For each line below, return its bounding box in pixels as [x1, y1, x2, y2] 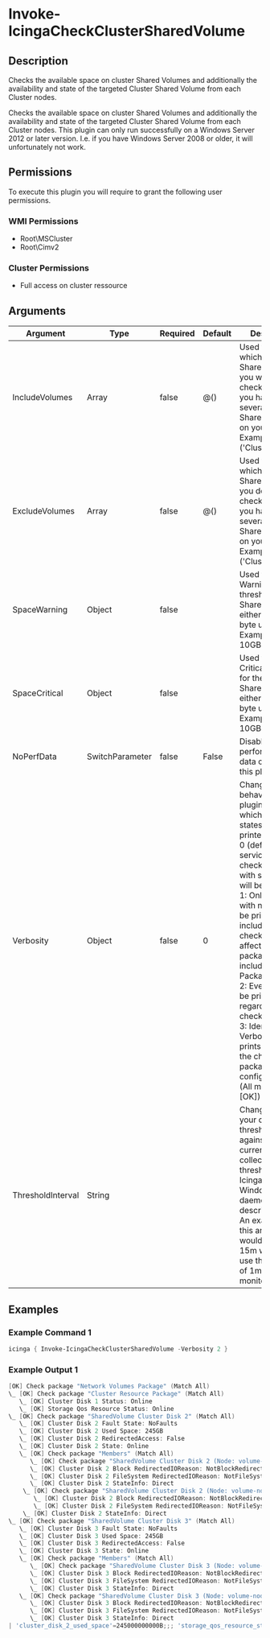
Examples [8, 1302, 59, 1316]
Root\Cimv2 [19, 242, 59, 252]
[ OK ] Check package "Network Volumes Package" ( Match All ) [8, 1382, 211, 1391]
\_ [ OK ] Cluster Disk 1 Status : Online [18, 1397, 153, 1405]
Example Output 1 [8, 1364, 79, 1375]
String [87, 1190, 110, 1201]
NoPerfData [12, 751, 58, 762]
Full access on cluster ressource [19, 281, 128, 291]
